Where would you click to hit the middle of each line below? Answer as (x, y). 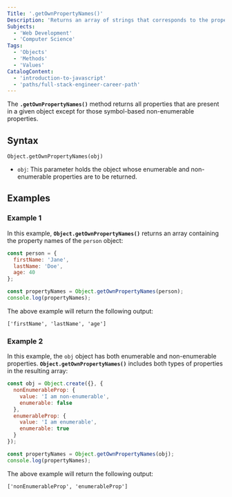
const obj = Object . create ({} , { (55, 384)
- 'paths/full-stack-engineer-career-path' (77, 84)
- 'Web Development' (43, 33)
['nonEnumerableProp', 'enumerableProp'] (68, 486)
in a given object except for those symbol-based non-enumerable (101, 111)
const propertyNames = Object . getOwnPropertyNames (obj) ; (91, 454)
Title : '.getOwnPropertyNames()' (55, 13)
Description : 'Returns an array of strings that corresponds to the (108, 20)
